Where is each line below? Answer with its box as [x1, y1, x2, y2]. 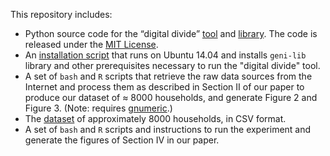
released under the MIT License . [24, 39, 159, 50]
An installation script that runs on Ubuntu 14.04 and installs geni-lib [24, 49, 307, 61]
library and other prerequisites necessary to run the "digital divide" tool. [24, 60, 321, 71]
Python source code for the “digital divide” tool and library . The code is [24, 28, 318, 39]
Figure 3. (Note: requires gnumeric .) [24, 102, 173, 114]
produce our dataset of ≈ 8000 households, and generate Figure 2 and [24, 92, 318, 103]
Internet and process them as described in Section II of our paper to [24, 81, 305, 93]
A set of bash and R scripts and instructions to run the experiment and [24, 124, 312, 135]
